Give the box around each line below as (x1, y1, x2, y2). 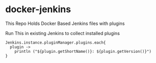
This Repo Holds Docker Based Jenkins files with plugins (5, 20, 125, 26)
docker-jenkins (5, 4, 71, 15)
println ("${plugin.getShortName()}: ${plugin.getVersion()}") (14, 49, 152, 54)
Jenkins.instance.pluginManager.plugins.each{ (5, 40, 106, 45)
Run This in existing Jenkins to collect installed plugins (5, 30, 120, 36)
